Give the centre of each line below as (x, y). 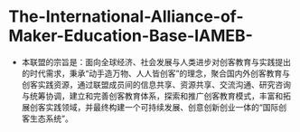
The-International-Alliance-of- (127, 17)
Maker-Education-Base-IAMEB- (131, 36)
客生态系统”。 (47, 118)
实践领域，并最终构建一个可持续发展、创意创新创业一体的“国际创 (166, 107)
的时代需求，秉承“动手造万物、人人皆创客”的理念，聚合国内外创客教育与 (156, 73)
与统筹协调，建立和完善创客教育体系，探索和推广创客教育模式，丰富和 (152, 96)
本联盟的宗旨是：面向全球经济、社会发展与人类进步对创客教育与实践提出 (156, 61)
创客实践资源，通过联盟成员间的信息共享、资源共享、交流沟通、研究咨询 (156, 84)
